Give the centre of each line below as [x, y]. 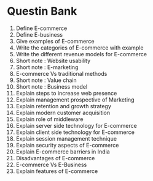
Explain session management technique [66, 138]
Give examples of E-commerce [55, 41]
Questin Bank [42, 11]
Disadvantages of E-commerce [55, 158]
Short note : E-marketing [47, 67]
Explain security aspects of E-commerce [67, 145]
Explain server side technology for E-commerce [76, 125]
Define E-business [39, 34]
